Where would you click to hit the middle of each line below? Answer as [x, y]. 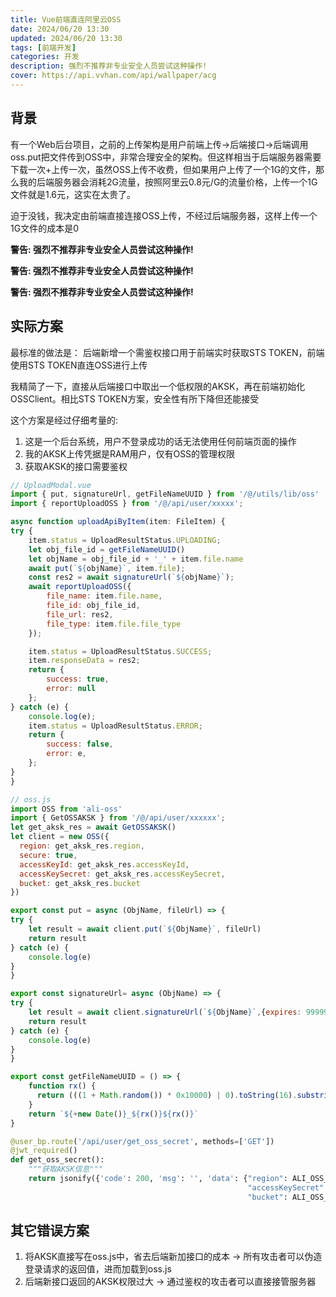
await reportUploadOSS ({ [80, 587]
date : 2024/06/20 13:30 [60, 29]
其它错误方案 [50, 1231]
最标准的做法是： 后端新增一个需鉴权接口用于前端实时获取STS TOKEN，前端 [167, 352]
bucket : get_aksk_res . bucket [80, 883]
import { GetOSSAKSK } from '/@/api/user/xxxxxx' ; [118, 818]
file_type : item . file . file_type [114, 624]
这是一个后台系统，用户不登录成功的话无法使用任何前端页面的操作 [160, 441]
